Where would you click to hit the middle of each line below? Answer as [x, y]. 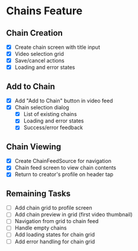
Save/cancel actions [39, 61]
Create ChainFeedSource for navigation [63, 161]
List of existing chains [50, 114]
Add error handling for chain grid [55, 241]
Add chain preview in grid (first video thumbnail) [73, 215]
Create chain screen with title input [57, 47]
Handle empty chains [41, 228]
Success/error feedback [53, 128]
